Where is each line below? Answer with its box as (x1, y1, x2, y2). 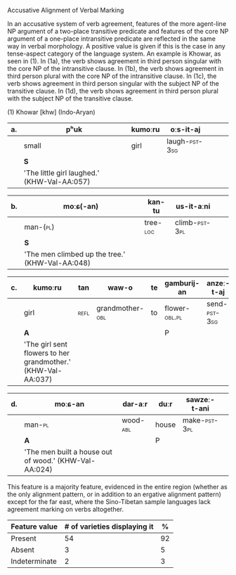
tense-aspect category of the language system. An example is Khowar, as (7, 49, 221, 58)
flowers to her (23, 348, 70, 358)
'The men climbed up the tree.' (24, 250, 126, 259)
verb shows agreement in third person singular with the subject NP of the (7, 79, 220, 87)
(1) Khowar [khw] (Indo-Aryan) (7, 108, 96, 116)
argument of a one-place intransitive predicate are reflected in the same (7, 34, 216, 43)
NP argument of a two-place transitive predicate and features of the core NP (7, 27, 229, 35)
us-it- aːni (175, 202, 211, 211)
